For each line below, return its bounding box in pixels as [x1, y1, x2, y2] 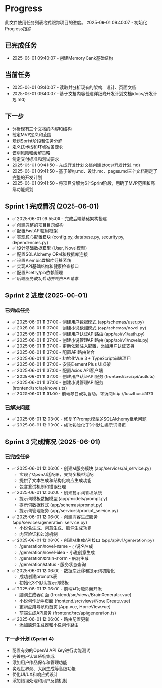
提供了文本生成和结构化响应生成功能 [19, 477, 92, 483]
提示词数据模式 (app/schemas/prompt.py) [19, 502, 103, 508]
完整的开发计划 [12, 174, 42, 180]
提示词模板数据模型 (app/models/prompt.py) [19, 495, 108, 501]
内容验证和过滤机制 [19, 531, 58, 537]
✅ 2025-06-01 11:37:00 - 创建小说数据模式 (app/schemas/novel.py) [12, 325, 147, 330]
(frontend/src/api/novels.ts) [12, 385, 67, 391]
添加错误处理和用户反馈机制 [12, 678, 68, 684]
